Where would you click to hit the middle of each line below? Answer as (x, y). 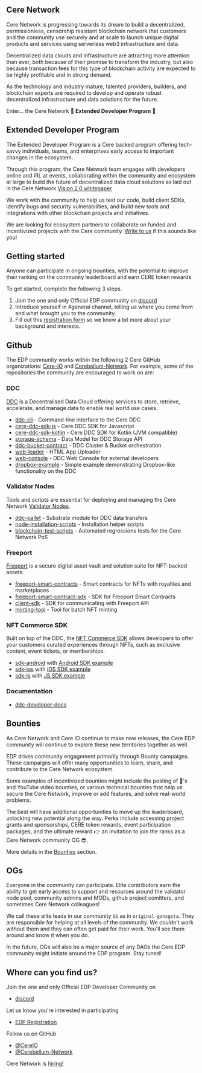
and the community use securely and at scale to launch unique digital (93, 37)
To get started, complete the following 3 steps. (64, 289)
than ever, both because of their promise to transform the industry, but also (100, 62)
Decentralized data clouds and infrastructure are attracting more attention (98, 55)
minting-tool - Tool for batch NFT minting (66, 610)
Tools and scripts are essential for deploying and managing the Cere (91, 499)
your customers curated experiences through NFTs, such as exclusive (93, 645)
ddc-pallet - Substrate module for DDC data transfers (81, 517)
